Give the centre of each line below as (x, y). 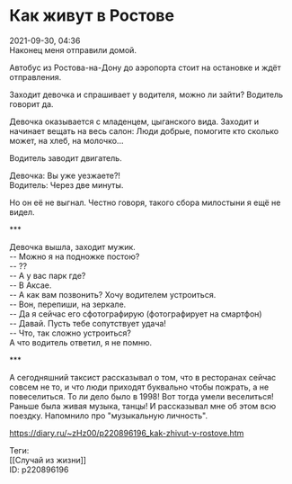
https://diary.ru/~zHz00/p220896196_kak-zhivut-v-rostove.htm (127, 433)
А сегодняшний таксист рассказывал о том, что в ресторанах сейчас (143, 377)
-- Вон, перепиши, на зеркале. (68, 304)
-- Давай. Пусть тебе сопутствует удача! (88, 323)
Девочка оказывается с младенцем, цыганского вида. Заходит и (134, 121)
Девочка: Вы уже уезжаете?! (65, 175)
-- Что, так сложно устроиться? (71, 333)
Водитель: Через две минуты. (66, 184)
